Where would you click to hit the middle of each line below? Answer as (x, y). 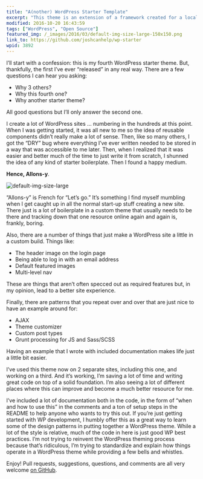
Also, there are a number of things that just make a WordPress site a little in (100, 235)
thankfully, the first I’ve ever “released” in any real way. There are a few (95, 69)
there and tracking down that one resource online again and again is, (92, 217)
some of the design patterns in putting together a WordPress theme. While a (101, 426)
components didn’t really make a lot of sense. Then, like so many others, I (98, 136)
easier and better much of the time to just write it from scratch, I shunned (97, 155)
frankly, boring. (25, 223)
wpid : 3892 (20, 46)
